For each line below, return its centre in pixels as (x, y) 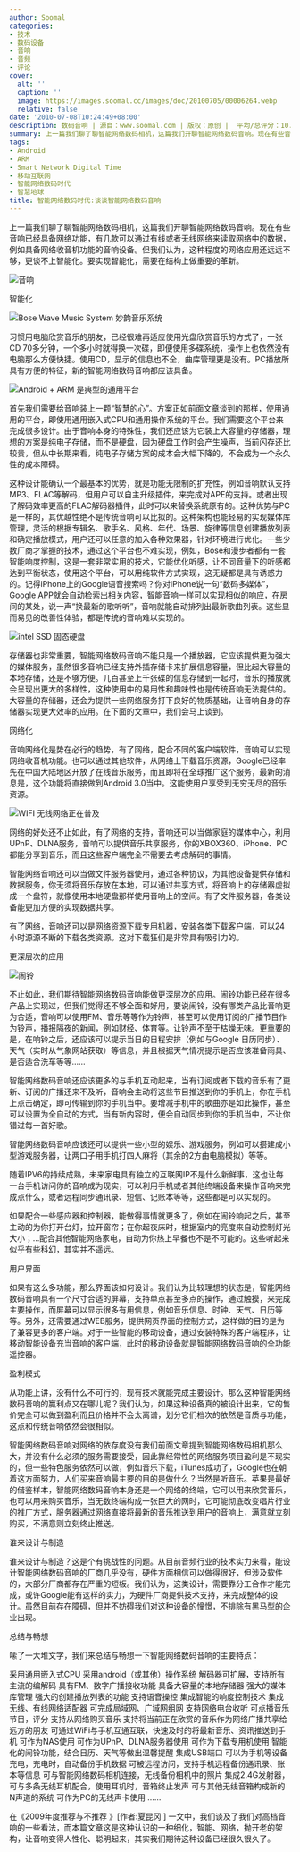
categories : (31, 26)
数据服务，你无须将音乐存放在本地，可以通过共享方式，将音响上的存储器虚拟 (150, 884)
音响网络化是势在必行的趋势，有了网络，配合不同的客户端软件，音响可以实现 (150, 749)
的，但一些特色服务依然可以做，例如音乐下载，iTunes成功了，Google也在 (144, 1467)
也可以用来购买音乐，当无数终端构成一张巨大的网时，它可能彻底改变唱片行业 (150, 1500)
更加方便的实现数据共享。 (71, 907)
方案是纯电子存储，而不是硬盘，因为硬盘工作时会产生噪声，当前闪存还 (154, 442)
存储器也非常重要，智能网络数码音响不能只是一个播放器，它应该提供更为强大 (150, 655)
